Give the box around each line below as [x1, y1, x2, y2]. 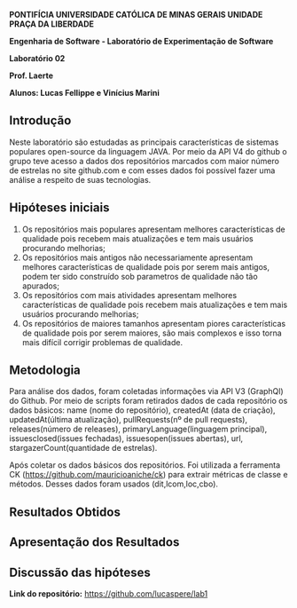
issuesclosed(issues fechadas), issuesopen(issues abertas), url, [9, 433, 244, 444]
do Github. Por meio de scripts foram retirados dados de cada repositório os [9, 396, 288, 407]
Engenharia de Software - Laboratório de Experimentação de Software [9, 36, 274, 46]
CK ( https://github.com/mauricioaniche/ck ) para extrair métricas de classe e [9, 470, 288, 480]
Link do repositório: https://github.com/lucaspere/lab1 [9, 588, 208, 599]
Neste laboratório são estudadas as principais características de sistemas [9, 137, 279, 147]
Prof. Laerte [9, 70, 54, 81]
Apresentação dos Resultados [9, 534, 180, 550]
